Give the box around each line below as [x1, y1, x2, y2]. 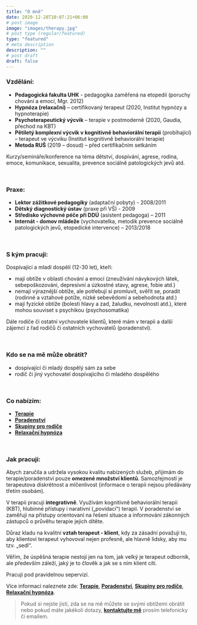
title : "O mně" [6, 8, 44, 15]
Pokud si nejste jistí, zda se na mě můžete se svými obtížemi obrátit [20, 600, 185, 607]
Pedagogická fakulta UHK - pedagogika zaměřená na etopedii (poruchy [14, 91, 191, 98]
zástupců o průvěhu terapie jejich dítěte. [6, 518, 104, 525]
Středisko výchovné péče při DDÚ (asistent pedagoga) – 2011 [14, 211, 166, 219]
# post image [6, 20, 38, 25]
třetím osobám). [6, 488, 45, 495]
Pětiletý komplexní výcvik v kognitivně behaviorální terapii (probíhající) [14, 128, 192, 136]
